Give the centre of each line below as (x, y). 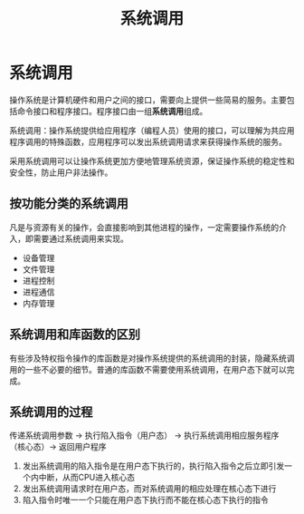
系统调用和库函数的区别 (75, 335)
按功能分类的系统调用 (69, 204)
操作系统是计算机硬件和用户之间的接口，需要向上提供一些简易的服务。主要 (148, 100)
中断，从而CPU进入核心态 (87, 478)
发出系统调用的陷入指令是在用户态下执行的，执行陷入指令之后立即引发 (153, 466)
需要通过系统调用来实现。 (81, 238)
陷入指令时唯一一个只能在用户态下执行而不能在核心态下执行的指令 (145, 500)
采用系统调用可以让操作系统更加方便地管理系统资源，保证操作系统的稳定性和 (152, 160)
